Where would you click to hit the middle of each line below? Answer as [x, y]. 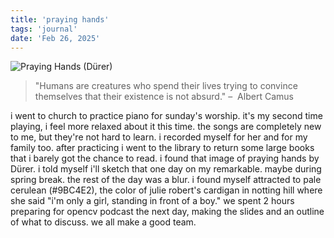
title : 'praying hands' [60, 19]
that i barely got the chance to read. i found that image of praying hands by [165, 158]
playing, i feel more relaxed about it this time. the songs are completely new [166, 127]
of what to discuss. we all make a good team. [103, 222]
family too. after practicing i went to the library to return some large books [162, 148]
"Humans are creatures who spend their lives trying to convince [166, 86]
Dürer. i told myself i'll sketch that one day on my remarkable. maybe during [166, 169]
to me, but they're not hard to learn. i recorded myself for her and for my [159, 137]
